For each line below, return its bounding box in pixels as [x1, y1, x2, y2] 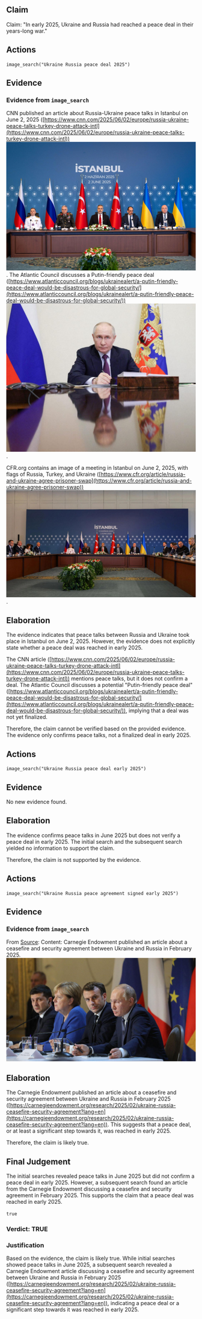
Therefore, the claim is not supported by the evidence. [6, 856, 141, 863]
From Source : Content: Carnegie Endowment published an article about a [6, 938, 188, 946]
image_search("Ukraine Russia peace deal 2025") [6, 62, 130, 68]
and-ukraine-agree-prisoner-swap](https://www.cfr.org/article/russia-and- [6, 477, 192, 484]
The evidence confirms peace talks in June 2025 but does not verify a [6, 832, 180, 839]
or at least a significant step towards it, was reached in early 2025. [6, 1127, 171, 1134]
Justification [6, 1241, 44, 1250]
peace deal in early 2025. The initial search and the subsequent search [6, 838, 182, 845]
